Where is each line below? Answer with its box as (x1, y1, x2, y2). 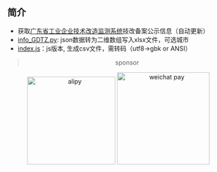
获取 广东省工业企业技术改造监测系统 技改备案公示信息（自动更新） (17, 27, 209, 35)
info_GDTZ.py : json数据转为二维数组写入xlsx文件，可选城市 (17, 35, 190, 44)
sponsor (115, 58, 139, 67)
